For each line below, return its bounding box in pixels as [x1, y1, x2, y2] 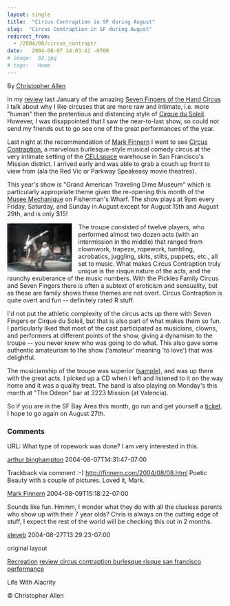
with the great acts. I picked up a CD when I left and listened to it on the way [7, 374, 224, 382]
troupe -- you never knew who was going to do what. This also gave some [7, 338, 218, 347]
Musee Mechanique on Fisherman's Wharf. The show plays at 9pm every [7, 195, 215, 203]
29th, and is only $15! [7, 209, 68, 218]
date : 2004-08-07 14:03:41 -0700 [7, 48, 109, 54]
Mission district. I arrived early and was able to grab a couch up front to [7, 159, 211, 168]
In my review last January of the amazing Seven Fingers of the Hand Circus [7, 95, 222, 103]
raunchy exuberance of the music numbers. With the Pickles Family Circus [7, 274, 219, 282]
